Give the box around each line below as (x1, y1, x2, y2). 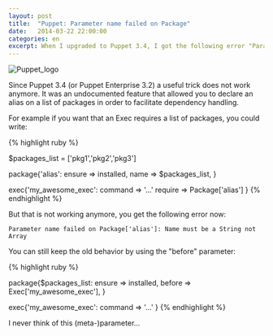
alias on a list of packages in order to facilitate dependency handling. (8, 98, 240, 107)
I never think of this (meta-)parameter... (8, 318, 141, 328)
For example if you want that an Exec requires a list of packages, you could (8, 113, 260, 123)
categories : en (8, 34, 60, 43)
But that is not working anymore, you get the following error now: (8, 209, 227, 220)
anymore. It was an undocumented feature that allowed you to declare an (8, 89, 253, 98)
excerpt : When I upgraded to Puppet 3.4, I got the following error (8, 42, 245, 50)
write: (8, 122, 28, 132)
